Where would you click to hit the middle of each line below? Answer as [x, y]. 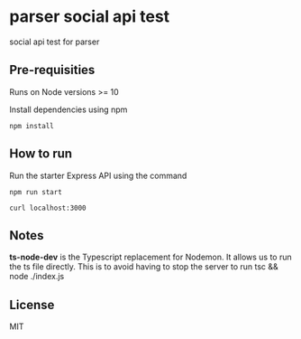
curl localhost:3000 [48, 208]
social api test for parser [55, 42]
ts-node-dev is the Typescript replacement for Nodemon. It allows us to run [151, 257]
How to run [41, 154]
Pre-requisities [52, 70]
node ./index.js [37, 277]
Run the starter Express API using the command [98, 175]
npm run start [36, 192]
